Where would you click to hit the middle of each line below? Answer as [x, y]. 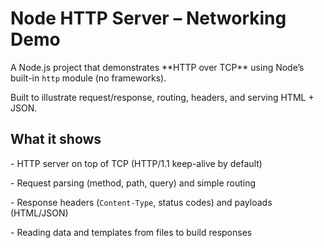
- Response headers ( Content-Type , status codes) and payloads [141, 202]
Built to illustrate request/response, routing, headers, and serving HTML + [162, 97]
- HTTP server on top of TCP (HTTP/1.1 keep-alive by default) [136, 163]
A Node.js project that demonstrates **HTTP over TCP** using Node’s [157, 67]
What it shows [56, 139]
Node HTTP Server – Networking [148, 18]
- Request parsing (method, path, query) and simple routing [133, 183]
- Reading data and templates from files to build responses [131, 232]
